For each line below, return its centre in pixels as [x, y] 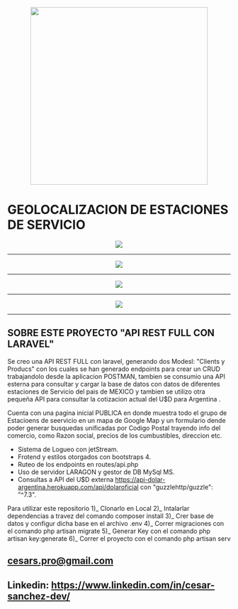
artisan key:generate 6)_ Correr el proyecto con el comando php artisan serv [119, 538]
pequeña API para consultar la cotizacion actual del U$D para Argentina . [114, 399]
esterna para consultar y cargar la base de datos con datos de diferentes [114, 384]
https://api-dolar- [140, 479]
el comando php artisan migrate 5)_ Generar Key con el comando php [109, 531]
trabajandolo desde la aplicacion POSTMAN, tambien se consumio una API [116, 376]
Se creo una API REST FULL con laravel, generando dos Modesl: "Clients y [116, 361]
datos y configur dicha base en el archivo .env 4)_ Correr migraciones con [116, 523]
